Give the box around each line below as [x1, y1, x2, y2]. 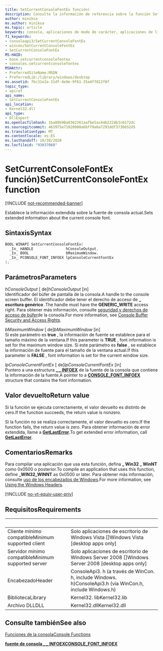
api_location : [5, 102, 34, 107]
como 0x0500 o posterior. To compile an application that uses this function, [5, 466, 155, 472]
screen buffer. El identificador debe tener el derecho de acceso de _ [5, 296, 142, 302]
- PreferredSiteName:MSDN [5, 70, 57, 75]
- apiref [5, 88, 23, 93]
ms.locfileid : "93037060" [5, 143, 57, 148]
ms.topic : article [5, 25, 42, 30]
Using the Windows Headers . [5, 482, 64, 488]
